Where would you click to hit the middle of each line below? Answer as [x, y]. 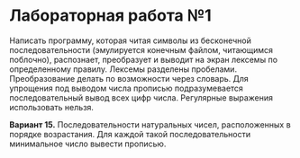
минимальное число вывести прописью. [88, 144]
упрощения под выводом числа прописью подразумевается [126, 88]
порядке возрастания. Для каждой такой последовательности [130, 134]
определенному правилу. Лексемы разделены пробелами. [123, 69]
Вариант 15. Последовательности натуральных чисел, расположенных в [150, 124]
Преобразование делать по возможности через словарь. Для [129, 78]
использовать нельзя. [52, 107]
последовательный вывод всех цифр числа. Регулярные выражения [141, 97]
